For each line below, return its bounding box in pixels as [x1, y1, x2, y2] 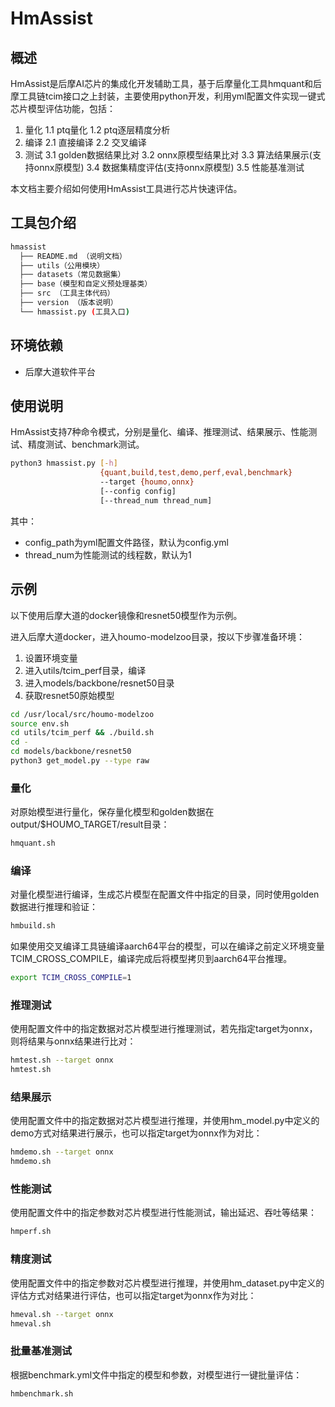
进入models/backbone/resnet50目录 [24, 677, 175, 689]
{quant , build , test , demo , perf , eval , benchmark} [99, 468, 293, 478]
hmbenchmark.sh [10, 1388, 74, 1399]
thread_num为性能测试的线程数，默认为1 [24, 548, 192, 561]
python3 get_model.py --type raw [10, 756, 150, 766]
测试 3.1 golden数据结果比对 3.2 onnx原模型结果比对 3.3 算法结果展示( [24, 149, 313, 161]
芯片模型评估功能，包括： [10, 103, 116, 114]
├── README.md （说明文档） [19, 251, 127, 261]
